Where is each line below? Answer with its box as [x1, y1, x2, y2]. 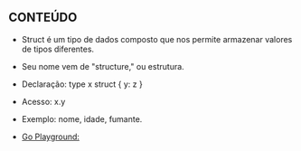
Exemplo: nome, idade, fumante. [21, 113, 143, 124]
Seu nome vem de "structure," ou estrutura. [21, 61, 184, 71]
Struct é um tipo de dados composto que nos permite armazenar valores [21, 33, 293, 44]
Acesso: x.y [21, 96, 66, 107]
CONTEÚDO [8, 10, 78, 25]
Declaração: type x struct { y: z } [21, 79, 144, 90]
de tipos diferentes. [21, 43, 95, 54]
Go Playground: [21, 131, 80, 142]
